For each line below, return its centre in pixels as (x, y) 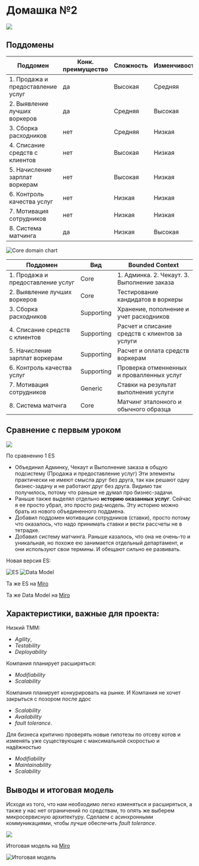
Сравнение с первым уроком (64, 430)
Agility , (23, 639)
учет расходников (144, 316)
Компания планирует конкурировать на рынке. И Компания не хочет (94, 693)
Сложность (131, 65)
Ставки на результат (147, 384)
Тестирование (138, 292)
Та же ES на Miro (27, 583)
